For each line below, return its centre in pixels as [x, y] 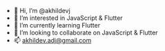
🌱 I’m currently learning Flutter [57, 25]
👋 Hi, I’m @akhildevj [42, 11]
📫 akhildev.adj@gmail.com [52, 40]
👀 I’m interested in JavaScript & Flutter [68, 18]
